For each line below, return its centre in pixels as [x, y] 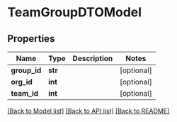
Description [93, 59]
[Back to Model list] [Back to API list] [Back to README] [88, 111]
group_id [26, 70]
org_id [22, 82]
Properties [31, 39]
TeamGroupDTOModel [75, 12]
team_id [25, 93]
